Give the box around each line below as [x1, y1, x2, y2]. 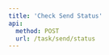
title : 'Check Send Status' [8, 11, 103, 20]
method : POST [15, 27, 60, 35]
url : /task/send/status [15, 34, 95, 43]
